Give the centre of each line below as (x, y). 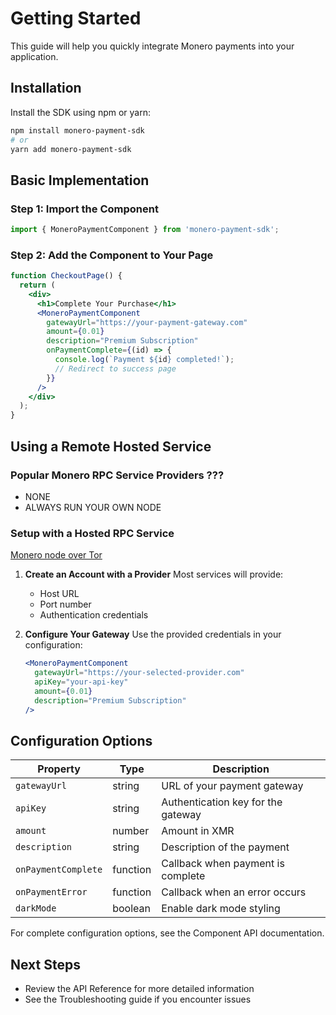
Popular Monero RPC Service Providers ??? (117, 475)
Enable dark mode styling (221, 909)
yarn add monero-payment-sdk (71, 149)
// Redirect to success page (115, 368)
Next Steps (45, 964)
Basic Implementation (80, 180)
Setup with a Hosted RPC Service (92, 533)
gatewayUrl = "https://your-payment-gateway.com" (147, 322)
